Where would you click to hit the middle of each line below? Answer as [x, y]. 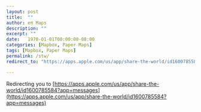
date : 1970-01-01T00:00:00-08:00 [51, 39]
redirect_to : [22, 61]
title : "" [20, 17]
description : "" [26, 28]
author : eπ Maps [26, 23]
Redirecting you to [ [31, 83]
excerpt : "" [21, 34]
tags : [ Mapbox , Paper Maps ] [41, 51]
